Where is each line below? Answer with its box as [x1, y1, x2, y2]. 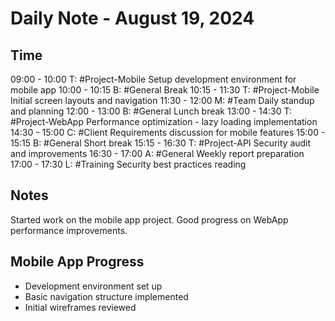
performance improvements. [10, 224, 128, 236]
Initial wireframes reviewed [24, 301, 137, 313]
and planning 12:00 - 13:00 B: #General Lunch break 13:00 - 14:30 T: [10, 105, 293, 117]
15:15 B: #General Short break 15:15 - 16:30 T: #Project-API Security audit [10, 137, 312, 149]
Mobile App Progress [10, 253, 145, 271]
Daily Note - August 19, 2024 [10, 7, 255, 30]
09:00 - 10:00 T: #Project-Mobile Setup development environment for [10, 73, 297, 85]
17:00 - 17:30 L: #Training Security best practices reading [10, 158, 247, 170]
